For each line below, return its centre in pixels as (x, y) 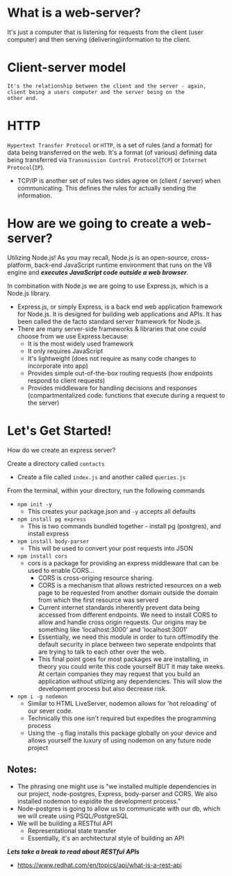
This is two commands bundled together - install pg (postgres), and (124, 526)
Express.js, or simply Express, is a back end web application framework (120, 307)
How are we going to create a (93, 223)
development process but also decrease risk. (102, 688)
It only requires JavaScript (65, 351)
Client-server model (67, 68)
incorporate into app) (58, 366)
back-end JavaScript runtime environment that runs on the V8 (123, 265)
